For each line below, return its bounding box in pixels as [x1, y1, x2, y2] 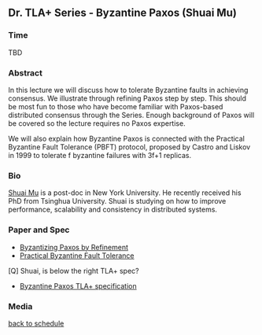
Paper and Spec [8, 224, 70, 235]
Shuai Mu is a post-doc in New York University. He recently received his [8, 188, 242, 197]
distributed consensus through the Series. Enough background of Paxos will [8, 110, 255, 120]
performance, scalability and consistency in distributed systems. [8, 204, 218, 215]
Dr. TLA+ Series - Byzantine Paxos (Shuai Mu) [8, 6, 238, 20]
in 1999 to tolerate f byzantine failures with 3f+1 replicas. [8, 150, 191, 160]
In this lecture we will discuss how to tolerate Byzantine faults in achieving [8, 85, 249, 94]
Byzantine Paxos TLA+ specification [19, 281, 137, 290]
